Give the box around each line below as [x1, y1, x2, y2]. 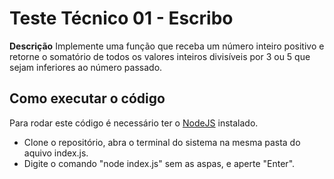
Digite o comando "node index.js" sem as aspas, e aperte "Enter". [23, 157, 296, 169]
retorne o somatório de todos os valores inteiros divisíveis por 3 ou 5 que [9, 50, 311, 62]
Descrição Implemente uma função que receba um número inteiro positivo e [9, 40, 325, 52]
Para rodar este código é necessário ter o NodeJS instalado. [9, 117, 259, 129]
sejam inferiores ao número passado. [9, 61, 163, 73]
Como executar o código [9, 90, 166, 107]
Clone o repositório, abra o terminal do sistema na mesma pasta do [23, 136, 301, 148]
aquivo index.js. [23, 147, 89, 159]
